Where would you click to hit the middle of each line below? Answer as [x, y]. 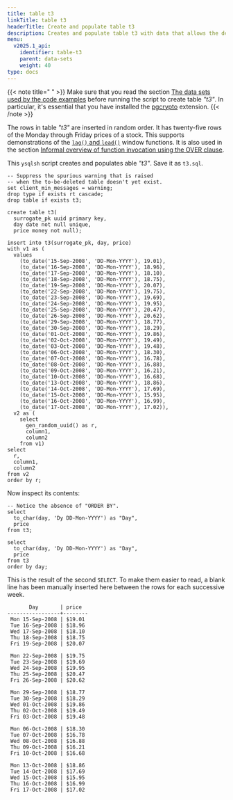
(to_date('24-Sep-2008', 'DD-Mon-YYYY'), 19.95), [93, 303]
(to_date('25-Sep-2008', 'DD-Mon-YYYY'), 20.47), [93, 310]
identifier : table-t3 [51, 53]
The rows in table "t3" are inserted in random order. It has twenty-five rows [114, 127]
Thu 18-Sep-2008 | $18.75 [48, 637]
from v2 [18, 474]
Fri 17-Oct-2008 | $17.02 [48, 790]
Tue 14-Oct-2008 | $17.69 [48, 771]
